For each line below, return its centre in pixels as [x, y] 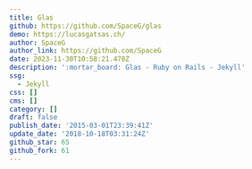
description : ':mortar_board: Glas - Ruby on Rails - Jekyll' [127, 68]
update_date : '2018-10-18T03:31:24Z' [80, 134]
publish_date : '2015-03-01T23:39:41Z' [81, 126]
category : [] [34, 109]
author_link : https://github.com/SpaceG [86, 51]
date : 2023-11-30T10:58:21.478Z [69, 59]
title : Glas [31, 17]
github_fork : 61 [39, 150]
